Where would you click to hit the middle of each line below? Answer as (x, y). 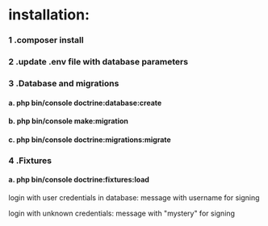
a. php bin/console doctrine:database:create (85, 103)
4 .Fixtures (30, 161)
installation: (49, 15)
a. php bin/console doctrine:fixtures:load (79, 180)
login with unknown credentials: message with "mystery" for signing (122, 213)
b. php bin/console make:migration (69, 121)
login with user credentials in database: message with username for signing (134, 197)
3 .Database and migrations (64, 83)
